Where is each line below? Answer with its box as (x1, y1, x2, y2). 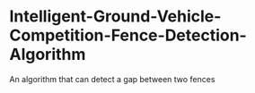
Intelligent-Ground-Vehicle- (9, 6, 222, 27)
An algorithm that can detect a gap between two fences (9, 73, 215, 84)
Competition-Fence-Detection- (9, 25, 247, 46)
